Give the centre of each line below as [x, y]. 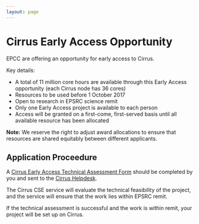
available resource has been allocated [62, 120]
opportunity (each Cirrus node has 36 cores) [70, 88]
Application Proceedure [52, 157]
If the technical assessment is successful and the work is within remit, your [99, 208]
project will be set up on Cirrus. [45, 214]
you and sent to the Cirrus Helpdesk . [52, 178]
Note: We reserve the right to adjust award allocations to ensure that [91, 132]
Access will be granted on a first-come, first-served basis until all [96, 114]
